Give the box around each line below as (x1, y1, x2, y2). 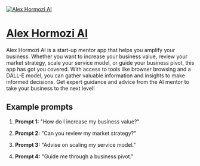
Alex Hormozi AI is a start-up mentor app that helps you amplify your (6, 46, 175, 53)
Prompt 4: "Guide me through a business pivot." (14, 153, 134, 160)
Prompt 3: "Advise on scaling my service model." (14, 141, 136, 148)
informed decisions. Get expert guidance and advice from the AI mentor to (6, 78, 189, 85)
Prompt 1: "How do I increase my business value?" (14, 117, 140, 125)
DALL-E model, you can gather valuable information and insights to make (6, 72, 185, 79)
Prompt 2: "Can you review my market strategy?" (14, 129, 137, 137)
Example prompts (6, 102, 73, 112)
